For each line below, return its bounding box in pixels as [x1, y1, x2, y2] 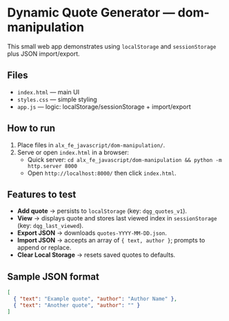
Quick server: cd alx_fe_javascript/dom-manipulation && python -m [27, 155, 222, 163]
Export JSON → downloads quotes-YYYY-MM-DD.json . [17, 229, 167, 237]
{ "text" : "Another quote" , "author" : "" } [13, 302, 140, 309]
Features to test [7, 188, 77, 200]
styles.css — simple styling [17, 95, 98, 103]
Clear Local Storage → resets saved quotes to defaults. [17, 251, 176, 259]
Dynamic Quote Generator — [7, 5, 175, 21]
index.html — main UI [17, 87, 80, 96]
